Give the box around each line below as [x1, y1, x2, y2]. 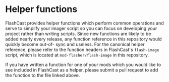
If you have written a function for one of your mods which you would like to [5, 61, 161, 67]
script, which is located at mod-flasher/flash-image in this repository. [5, 51, 149, 58]
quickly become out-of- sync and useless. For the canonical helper [5, 41, 145, 47]
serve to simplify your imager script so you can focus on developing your [5, 25, 157, 31]
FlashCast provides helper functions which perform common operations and [5, 20, 164, 26]
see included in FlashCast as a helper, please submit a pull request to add [5, 66, 158, 73]
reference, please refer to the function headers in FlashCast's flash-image [5, 46, 159, 52]
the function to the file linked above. [5, 72, 80, 78]
